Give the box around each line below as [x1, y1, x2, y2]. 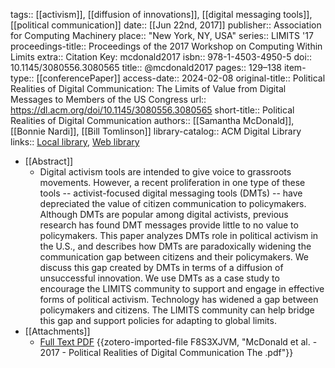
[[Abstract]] [24, 155, 74, 167]
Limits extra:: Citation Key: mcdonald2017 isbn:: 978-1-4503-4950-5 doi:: [10, 51, 312, 63]
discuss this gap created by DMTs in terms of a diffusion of [39, 262, 284, 273]
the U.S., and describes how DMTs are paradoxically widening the [39, 240, 312, 252]
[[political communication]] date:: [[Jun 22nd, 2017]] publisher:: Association [10, 19, 322, 31]
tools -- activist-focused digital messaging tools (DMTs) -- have [39, 187, 303, 199]
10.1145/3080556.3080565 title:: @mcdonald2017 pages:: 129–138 [10, 62, 282, 73]
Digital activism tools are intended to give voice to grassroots [39, 166, 292, 178]
